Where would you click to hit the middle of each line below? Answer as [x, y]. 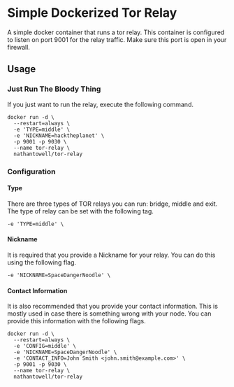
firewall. [19, 47]
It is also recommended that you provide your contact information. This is [113, 307]
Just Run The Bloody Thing [54, 89]
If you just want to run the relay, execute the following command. [101, 104]
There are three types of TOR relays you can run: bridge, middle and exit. [112, 204]
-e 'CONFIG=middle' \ [45, 346]
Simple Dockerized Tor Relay [92, 13]
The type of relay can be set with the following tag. [80, 211]
